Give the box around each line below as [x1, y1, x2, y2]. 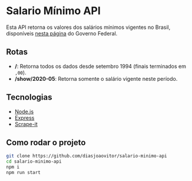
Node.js [14, 108, 34, 115]
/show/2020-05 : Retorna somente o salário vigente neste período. [14, 75, 178, 82]
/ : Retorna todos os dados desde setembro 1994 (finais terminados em [14, 62, 187, 70]
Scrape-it [14, 120, 38, 127]
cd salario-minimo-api [6, 159, 62, 164]
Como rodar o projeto [6, 137, 86, 147]
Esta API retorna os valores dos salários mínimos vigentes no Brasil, [6, 24, 171, 31]
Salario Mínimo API [6, 4, 101, 18]
